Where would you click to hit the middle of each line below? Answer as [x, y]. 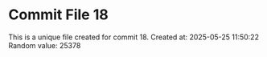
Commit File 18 [58, 15]
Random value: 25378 [45, 45]
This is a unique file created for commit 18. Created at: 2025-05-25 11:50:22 [134, 37]
